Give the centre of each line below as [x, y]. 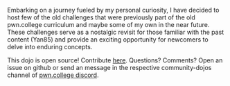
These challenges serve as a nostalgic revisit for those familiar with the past [116, 32]
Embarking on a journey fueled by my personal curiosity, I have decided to [113, 10]
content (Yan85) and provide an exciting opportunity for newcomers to [108, 40]
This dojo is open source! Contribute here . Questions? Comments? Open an [115, 60]
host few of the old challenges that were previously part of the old [101, 17]
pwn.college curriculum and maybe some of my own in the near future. [108, 25]
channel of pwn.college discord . [53, 75]
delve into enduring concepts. [50, 47]
